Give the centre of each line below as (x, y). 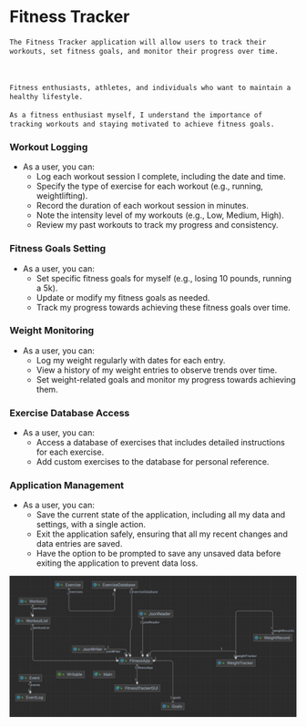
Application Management (67, 486)
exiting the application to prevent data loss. (117, 563)
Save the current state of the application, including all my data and (161, 515)
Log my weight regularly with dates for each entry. (131, 360)
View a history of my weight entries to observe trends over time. (157, 370)
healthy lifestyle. (46, 97)
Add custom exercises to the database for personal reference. (153, 462)
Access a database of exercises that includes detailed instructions (160, 443)
